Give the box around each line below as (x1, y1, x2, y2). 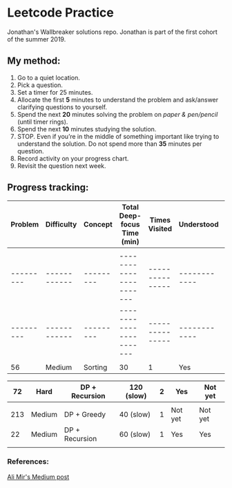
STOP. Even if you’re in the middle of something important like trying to (17, 132, 220, 140)
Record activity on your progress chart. (17, 154, 129, 162)
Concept (84, 219, 113, 229)
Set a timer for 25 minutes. (17, 88, 93, 96)
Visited (148, 223, 173, 233)
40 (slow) (119, 409, 151, 419)
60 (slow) (119, 429, 151, 439)
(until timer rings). (17, 118, 68, 126)
